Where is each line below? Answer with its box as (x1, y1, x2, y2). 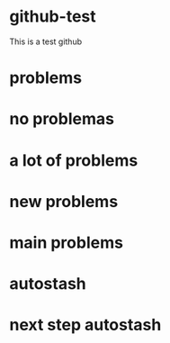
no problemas (9, 109, 115, 130)
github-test (9, 6, 96, 27)
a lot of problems (9, 150, 139, 170)
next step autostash (9, 315, 162, 335)
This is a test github (9, 36, 83, 47)
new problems (9, 191, 119, 212)
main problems (9, 232, 124, 253)
